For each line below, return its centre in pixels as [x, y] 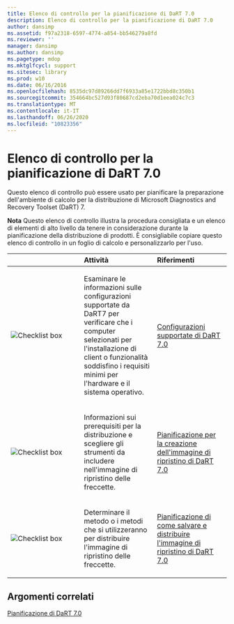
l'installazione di [110, 349]
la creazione [177, 443]
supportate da [107, 305]
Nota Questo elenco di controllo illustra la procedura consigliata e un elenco [116, 221]
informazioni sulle [113, 288]
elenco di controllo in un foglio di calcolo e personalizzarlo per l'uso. [105, 243]
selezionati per [108, 340]
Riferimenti [176, 260]
